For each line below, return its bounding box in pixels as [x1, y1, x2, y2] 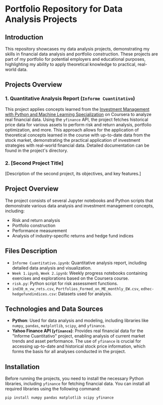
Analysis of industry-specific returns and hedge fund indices [12, 233, 134, 238]
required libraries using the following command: [5, 386, 101, 392]
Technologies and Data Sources [5, 305, 103, 313]
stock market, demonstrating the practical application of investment [5, 137, 141, 143]
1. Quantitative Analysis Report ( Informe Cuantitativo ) [5, 95, 135, 102]
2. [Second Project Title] [5, 159, 64, 166]
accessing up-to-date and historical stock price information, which [12, 343, 146, 349]
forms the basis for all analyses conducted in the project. [12, 349, 126, 354]
